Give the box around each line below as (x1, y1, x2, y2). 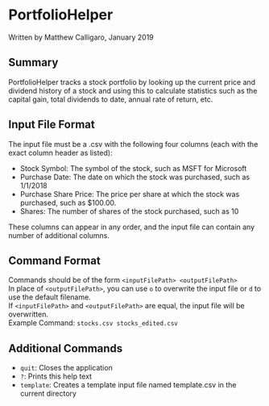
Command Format (8, 253, 101, 267)
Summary (8, 56, 59, 69)
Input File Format (8, 118, 95, 132)
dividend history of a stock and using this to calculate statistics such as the (8, 86, 258, 95)
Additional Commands (8, 341, 123, 355)
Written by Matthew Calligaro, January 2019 (8, 32, 155, 42)
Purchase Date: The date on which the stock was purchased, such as (19, 172, 250, 182)
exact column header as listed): (8, 148, 113, 157)
